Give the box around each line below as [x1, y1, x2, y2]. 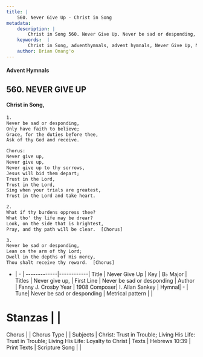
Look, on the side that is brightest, [6, 220, 104, 227]
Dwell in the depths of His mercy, [6, 254, 96, 260]
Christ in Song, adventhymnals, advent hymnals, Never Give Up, [28, 43, 193, 49]
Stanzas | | [6, 311, 62, 325]
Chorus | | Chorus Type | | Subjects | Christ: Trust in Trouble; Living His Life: [6, 330, 195, 338]
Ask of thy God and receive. [6, 137, 80, 143]
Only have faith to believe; [6, 126, 80, 132]
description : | [17, 25, 56, 32]
